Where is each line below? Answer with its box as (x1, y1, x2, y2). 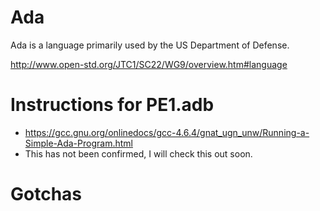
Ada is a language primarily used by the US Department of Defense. (10, 39, 290, 51)
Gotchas (10, 183, 83, 206)
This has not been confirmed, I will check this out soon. (24, 147, 253, 160)
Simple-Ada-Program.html (24, 137, 133, 149)
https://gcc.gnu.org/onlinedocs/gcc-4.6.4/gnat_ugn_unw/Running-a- (24, 126, 310, 138)
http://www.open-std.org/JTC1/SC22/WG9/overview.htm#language (10, 58, 288, 70)
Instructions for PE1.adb (10, 94, 215, 116)
